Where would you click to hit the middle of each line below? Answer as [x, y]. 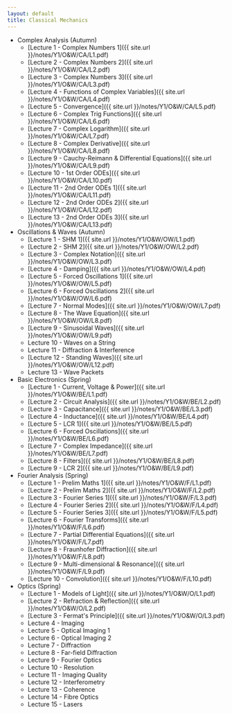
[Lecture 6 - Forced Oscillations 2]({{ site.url [91, 291]
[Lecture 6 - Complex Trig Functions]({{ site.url [95, 114]
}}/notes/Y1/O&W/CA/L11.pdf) [69, 194]
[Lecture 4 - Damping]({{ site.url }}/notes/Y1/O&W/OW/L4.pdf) [117, 269]
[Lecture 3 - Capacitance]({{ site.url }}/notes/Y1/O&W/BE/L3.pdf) [120, 409]
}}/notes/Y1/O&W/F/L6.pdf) [66, 527]
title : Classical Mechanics [48, 20]
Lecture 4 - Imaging [56, 623]
